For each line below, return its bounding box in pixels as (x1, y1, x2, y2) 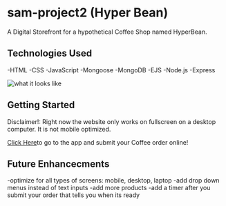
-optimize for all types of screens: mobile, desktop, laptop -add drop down (7, 176, 220, 185)
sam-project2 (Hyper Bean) (7, 5, 169, 21)
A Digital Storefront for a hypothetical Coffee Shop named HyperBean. (7, 28, 207, 36)
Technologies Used (7, 48, 92, 59)
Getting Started (7, 99, 75, 111)
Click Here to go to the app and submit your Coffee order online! (7, 138, 189, 146)
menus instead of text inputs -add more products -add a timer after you (7, 184, 211, 192)
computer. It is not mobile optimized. (7, 125, 111, 133)
